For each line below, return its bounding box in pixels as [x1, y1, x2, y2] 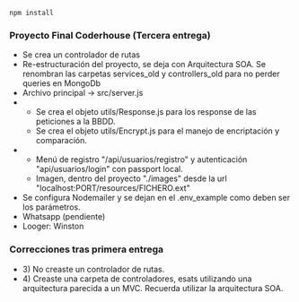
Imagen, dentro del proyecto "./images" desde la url [35, 173, 227, 184]
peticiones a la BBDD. [35, 116, 116, 127]
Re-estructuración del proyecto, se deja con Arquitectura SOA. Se [22, 59, 267, 70]
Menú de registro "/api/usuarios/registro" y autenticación [35, 154, 248, 165]
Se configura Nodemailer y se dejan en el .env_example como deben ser [22, 193, 290, 203]
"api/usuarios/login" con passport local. [35, 164, 184, 175]
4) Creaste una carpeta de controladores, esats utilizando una [22, 273, 252, 284]
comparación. [35, 135, 88, 146]
